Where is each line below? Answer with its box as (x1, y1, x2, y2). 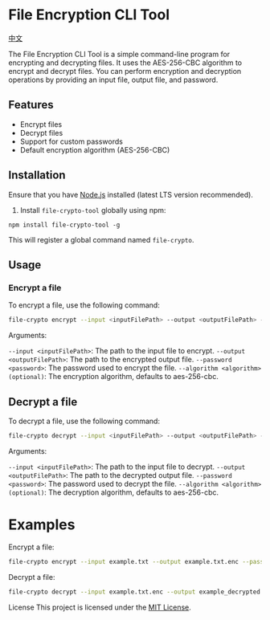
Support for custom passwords (19, 137, 123, 146)
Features (8, 98, 54, 112)
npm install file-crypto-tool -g (8, 221, 121, 229)
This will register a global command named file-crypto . (8, 235, 194, 244)
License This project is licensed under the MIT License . (8, 602, 191, 612)
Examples (8, 516, 76, 533)
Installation (8, 169, 66, 182)
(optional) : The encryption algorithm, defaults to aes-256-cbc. (8, 372, 219, 381)
